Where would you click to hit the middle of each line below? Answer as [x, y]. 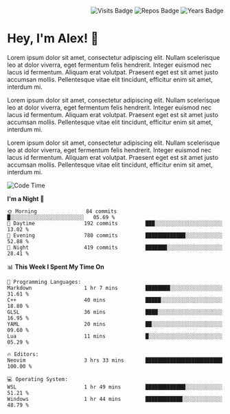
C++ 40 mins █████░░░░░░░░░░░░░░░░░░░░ [115, 300]
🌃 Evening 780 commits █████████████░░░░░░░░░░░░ [115, 235]
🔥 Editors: [23, 354]
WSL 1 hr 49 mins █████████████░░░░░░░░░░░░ [115, 387]
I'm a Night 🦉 [26, 198]
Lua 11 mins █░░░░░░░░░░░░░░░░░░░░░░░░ [115, 336]
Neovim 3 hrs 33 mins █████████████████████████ [115, 360]
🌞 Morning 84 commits [62, 211]
